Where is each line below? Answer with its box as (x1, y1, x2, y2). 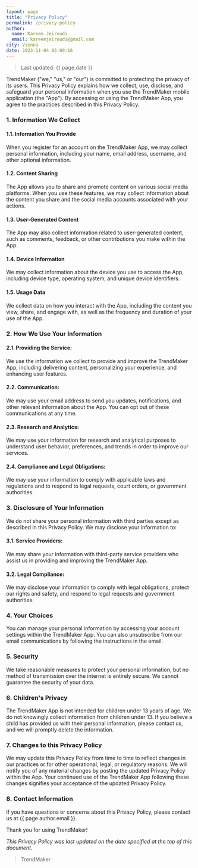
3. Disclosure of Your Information (6, 504, 104, 512)
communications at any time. (6, 410, 77, 417)
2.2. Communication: (6, 384, 59, 391)
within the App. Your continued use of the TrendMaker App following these (6, 773, 190, 781)
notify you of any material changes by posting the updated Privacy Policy (6, 767, 186, 774)
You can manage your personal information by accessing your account (6, 625, 180, 632)
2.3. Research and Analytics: (6, 423, 79, 430)
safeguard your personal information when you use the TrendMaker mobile (6, 88, 190, 95)
